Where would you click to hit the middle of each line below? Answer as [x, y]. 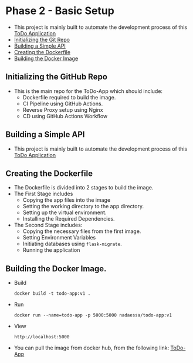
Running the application [51, 250]
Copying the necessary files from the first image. [82, 231]
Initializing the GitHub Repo [57, 77]
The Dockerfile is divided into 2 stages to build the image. [84, 188]
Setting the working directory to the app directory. [83, 207]
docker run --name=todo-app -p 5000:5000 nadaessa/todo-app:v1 [93, 315]
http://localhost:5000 [42, 337]
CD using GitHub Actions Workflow [65, 116]
